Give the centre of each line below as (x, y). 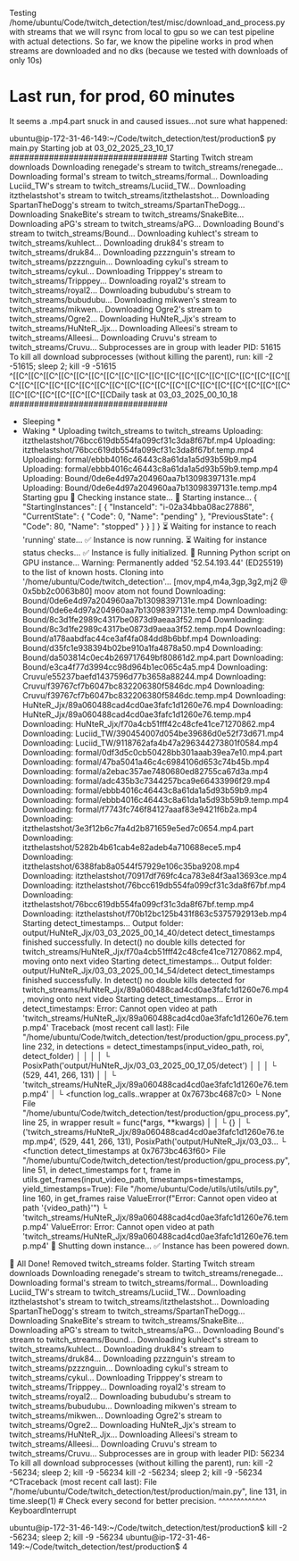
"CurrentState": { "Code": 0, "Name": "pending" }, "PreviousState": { (148, 516)
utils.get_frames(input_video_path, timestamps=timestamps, (133, 1179)
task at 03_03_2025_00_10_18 (185, 394)
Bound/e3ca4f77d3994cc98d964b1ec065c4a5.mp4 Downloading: (145, 667)
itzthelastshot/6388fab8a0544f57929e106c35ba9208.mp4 (131, 866)
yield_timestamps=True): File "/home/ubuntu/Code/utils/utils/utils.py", (150, 1189)
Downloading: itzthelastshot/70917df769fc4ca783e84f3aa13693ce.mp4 (154, 875)
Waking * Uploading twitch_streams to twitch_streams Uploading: (142, 430)
